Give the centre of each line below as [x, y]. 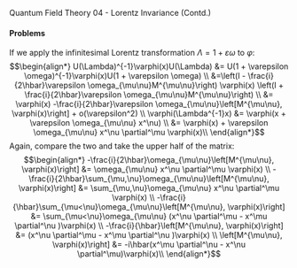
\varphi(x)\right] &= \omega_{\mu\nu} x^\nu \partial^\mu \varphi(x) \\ [146, 169]
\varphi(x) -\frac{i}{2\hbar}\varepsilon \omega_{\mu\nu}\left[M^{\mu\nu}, [149, 104]
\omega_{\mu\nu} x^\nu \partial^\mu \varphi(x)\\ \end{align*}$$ [149, 133]
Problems [27, 33]
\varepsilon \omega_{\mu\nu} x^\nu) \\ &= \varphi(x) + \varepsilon [149, 123]
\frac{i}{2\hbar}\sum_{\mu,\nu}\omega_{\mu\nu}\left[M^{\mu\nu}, [149, 179]
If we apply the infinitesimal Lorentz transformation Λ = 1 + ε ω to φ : [132, 53]
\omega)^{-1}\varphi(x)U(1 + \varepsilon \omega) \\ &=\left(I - [135, 76]
